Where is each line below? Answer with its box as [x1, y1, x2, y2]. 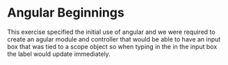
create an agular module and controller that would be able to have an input [7, 35, 221, 43]
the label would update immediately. [7, 50, 111, 58]
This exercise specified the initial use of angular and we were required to [7, 28, 215, 36]
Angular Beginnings [7, 5, 125, 21]
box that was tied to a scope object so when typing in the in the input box [7, 42, 218, 50]
